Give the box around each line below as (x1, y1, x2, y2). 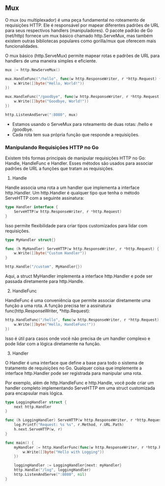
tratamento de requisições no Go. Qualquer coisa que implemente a (5, 365, 142, 371)
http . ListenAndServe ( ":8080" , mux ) (5, 112, 78, 117)
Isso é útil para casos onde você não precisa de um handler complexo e (5, 335, 151, 341)
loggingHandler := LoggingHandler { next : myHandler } (14, 463, 122, 468)
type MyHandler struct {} (5, 237, 56, 243)
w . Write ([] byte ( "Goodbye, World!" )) (14, 99, 89, 104)
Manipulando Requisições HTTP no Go (5, 144, 99, 151)
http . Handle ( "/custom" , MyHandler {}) (5, 264, 82, 270)
